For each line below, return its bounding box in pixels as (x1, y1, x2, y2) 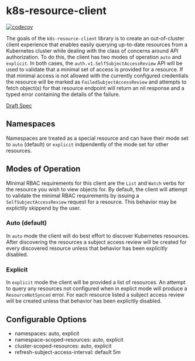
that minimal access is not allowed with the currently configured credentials (6, 72, 189, 79)
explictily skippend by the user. (6, 204, 81, 211)
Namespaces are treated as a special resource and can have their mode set (6, 135, 189, 142)
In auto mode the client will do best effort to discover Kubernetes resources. (6, 232, 190, 239)
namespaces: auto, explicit (14, 329, 80, 337)
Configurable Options (6, 314, 87, 324)
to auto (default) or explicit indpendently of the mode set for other (6, 140, 169, 147)
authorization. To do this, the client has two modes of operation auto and (6, 53, 182, 60)
